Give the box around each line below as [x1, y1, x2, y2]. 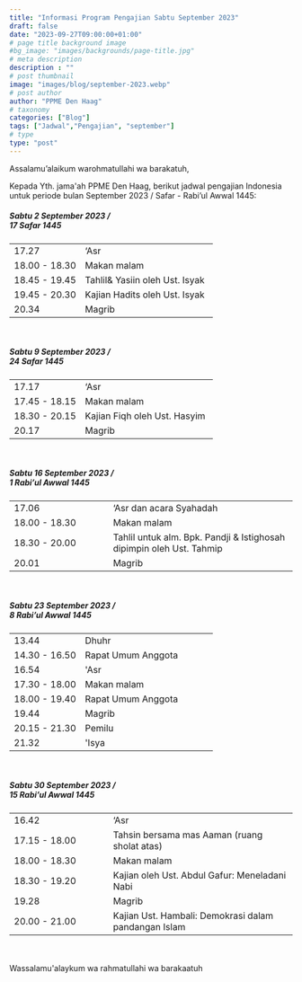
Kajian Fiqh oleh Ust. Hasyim [84, 410, 206, 422]
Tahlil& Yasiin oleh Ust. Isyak [84, 273, 205, 286]
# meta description [9, 55, 83, 64]
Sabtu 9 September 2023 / [9, 347, 111, 358]
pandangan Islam [112, 920, 186, 933]
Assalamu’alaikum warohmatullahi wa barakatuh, [9, 163, 190, 173]
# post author [9, 88, 63, 97]
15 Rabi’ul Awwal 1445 [9, 790, 95, 801]
